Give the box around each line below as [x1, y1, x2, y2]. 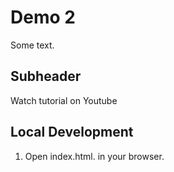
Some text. [10, 39, 55, 51]
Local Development [10, 124, 134, 141]
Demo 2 [10, 6, 76, 29]
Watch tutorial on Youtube [10, 94, 118, 106]
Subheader [10, 68, 82, 85]
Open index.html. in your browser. [24, 150, 165, 162]
